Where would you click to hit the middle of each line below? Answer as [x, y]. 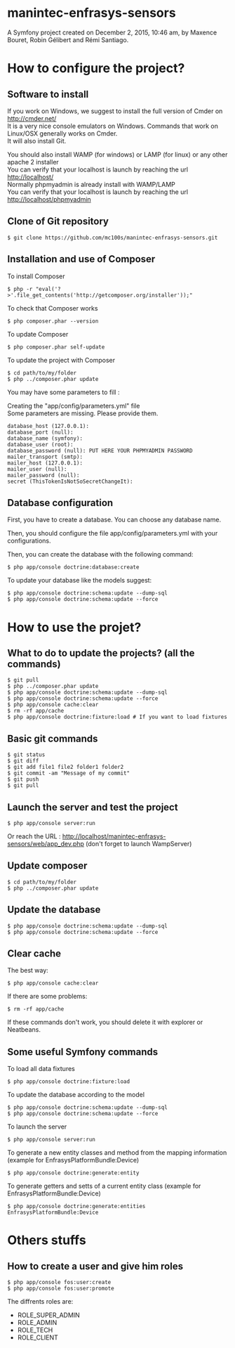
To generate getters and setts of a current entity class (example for [104, 1186]
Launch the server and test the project [93, 807]
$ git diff [23, 761]
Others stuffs [47, 1240]
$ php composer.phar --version [53, 321]
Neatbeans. [24, 1030]
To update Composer [38, 334]
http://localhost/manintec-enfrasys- [114, 836]
